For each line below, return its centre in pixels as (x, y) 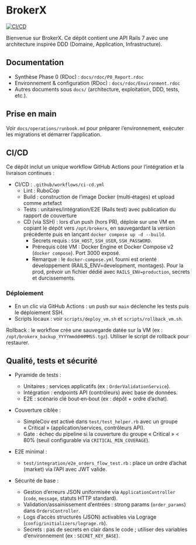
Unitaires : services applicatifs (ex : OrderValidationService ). (97, 386)
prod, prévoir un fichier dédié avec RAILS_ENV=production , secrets (111, 272)
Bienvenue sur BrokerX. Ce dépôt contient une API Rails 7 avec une (87, 38)
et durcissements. (54, 278)
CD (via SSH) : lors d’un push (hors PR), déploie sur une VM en (99, 222)
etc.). (21, 95)
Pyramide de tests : (38, 375)
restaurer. (18, 342)
